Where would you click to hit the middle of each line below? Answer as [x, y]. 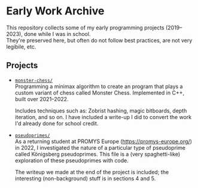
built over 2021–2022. [42, 99]
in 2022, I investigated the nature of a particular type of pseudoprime [100, 147]
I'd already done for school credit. [57, 123]
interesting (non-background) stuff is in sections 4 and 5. [85, 178]
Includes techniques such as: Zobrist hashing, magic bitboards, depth [101, 110]
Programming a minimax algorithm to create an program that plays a [99, 86]
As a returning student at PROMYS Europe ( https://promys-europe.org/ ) [103, 141]
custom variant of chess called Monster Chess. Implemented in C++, [100, 93]
